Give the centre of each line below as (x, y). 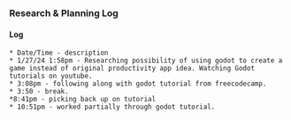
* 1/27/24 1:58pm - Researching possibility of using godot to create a (146, 61)
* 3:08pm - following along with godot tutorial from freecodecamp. (138, 84)
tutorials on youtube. (51, 76)
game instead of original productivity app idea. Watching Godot (132, 69)
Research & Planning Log (64, 13)
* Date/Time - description (59, 53)
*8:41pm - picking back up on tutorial (83, 100)
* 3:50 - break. (39, 92)
